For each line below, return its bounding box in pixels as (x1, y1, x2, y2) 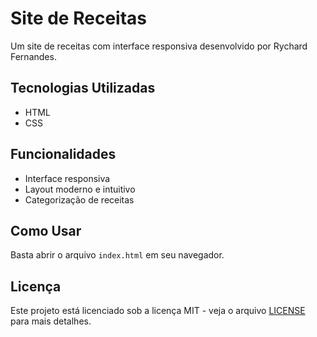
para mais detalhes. (10, 315, 92, 327)
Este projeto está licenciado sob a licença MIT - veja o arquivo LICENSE (10, 305, 306, 317)
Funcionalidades (10, 146, 117, 163)
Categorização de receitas (24, 193, 135, 206)
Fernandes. (10, 50, 57, 62)
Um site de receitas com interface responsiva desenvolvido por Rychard (10, 40, 308, 52)
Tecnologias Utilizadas (10, 80, 156, 97)
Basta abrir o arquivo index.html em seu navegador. (10, 249, 225, 261)
